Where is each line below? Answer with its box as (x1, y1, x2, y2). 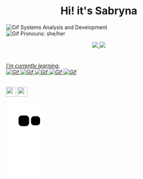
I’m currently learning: (6, 62, 60, 69)
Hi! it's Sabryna (60, 4, 138, 18)
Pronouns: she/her (20, 30, 66, 37)
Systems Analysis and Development (20, 24, 108, 31)
